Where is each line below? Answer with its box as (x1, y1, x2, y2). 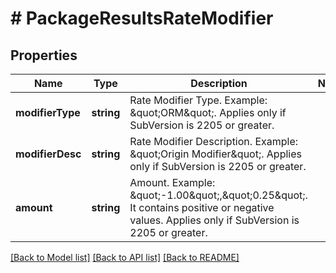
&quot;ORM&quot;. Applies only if (129, 106, 287, 119)
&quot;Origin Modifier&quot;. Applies (129, 147, 302, 161)
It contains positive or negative (129, 201, 275, 214)
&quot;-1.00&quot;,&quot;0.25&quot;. (129, 188, 308, 202)
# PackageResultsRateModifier (10, 7, 274, 30)
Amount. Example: (129, 176, 216, 189)
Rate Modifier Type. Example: (129, 93, 268, 107)
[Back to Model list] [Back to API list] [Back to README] (10, 252, 240, 263)
